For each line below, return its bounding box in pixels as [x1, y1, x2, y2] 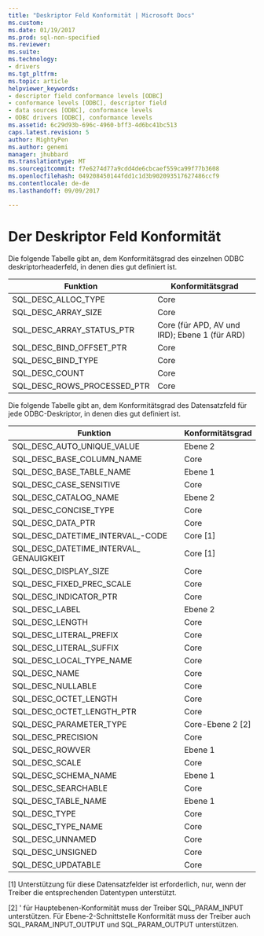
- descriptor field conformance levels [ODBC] [8, 92, 163, 100]
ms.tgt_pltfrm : [8, 70, 58, 78]
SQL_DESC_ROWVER [12, 744, 90, 755]
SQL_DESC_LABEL [12, 604, 81, 615]
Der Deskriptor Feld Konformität [8, 227, 222, 245]
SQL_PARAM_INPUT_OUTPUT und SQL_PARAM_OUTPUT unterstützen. [8, 919, 239, 929]
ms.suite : [8, 48, 41, 56]
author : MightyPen [8, 135, 68, 144]
